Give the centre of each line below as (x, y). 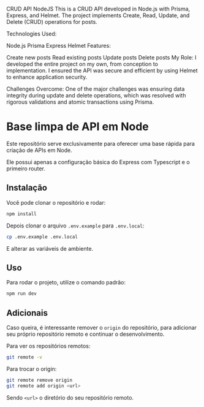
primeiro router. (26, 169)
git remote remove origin (39, 380)
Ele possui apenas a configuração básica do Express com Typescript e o (98, 162)
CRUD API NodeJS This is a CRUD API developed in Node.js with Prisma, (98, 9)
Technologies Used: (32, 34)
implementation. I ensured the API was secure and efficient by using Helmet (102, 70)
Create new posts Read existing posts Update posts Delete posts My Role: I (101, 57)
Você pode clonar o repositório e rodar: (56, 202)
